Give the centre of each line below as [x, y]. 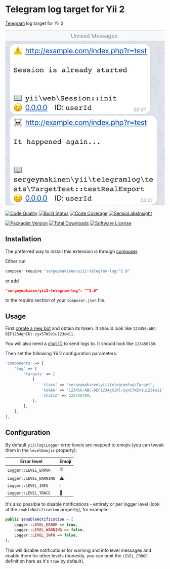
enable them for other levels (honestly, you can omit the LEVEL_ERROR [76, 556]
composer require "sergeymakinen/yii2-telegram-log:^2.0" [68, 271]
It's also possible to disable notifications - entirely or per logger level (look [82, 504]
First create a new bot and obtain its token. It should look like [69, 328]
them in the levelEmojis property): [41, 450]
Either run [15, 261]
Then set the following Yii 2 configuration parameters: [61, 354]
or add [12, 281]
